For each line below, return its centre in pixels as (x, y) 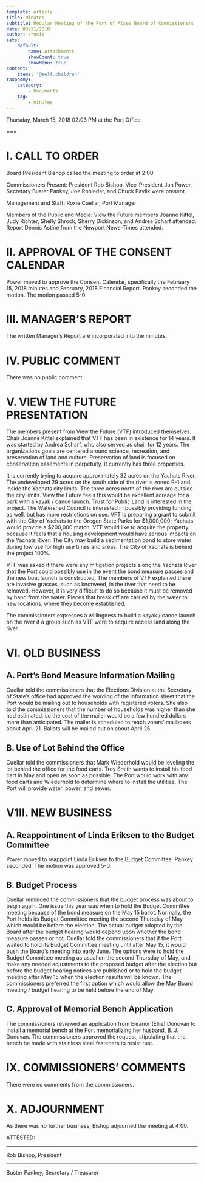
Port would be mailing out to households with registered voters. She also (97, 703)
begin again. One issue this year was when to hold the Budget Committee (98, 905)
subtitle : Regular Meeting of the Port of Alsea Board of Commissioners (100, 23)
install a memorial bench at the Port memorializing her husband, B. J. (93, 1030)
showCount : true (49, 57)
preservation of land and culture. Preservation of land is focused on (91, 458)
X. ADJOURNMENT (56, 1109)
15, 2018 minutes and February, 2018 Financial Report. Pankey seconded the (102, 288)
